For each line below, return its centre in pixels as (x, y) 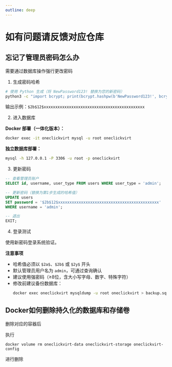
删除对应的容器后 (23, 323)
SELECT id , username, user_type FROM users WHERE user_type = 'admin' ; (83, 183)
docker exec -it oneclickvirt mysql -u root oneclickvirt (68, 138)
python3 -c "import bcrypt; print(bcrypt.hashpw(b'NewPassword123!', (81, 96)
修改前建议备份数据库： (37, 283)
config (12, 349)
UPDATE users (19, 197)
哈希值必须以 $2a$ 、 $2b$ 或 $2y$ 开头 (51, 264)
